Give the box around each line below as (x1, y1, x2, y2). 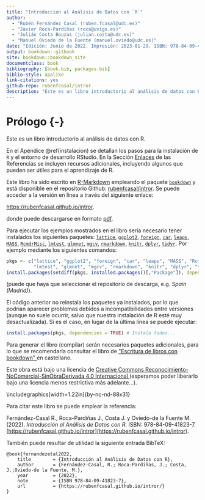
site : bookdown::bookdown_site (6, 54, 86, 61)
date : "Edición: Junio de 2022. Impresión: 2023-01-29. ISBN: (6, 43, 168, 50)
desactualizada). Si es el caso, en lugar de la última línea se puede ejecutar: (6, 318, 197, 326)
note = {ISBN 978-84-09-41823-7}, (17, 478, 127, 484)
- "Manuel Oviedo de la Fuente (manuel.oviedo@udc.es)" (12, 37, 157, 43)
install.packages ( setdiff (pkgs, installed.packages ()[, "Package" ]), (6, 270, 184, 276)
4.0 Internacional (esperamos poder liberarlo (85, 372, 198, 380)
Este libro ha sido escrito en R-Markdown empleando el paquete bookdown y (6, 178, 196, 185)
